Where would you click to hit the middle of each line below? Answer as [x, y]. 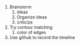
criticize [25, 22]
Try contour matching [31, 27]
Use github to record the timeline [42, 37]
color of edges [31, 32]
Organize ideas [32, 17]
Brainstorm [20, 7]
